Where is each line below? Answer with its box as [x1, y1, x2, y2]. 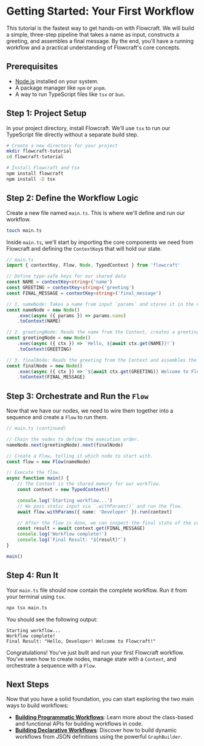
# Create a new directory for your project [6, 142, 118, 148]
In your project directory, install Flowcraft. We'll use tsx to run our [6, 124, 171, 131]
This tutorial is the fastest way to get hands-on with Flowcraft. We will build [6, 24, 194, 32]
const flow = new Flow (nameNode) [6, 458, 91, 465]
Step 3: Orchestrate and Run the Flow [6, 391, 149, 401]
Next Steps [6, 679, 49, 689]
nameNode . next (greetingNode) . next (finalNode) [6, 442, 123, 448]
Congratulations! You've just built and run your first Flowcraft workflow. [6, 649, 185, 656]
